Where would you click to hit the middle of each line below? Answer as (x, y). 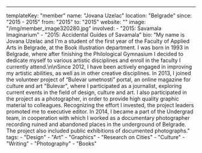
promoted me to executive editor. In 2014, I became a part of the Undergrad (100, 111)
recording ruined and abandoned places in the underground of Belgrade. (96, 124)
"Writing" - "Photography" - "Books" (52, 143)
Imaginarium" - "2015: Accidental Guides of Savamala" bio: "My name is (96, 35)
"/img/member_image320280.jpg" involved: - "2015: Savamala (84, 28)
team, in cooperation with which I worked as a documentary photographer (98, 118)
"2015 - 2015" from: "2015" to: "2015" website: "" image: (76, 22)
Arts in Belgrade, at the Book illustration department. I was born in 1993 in (98, 48)
